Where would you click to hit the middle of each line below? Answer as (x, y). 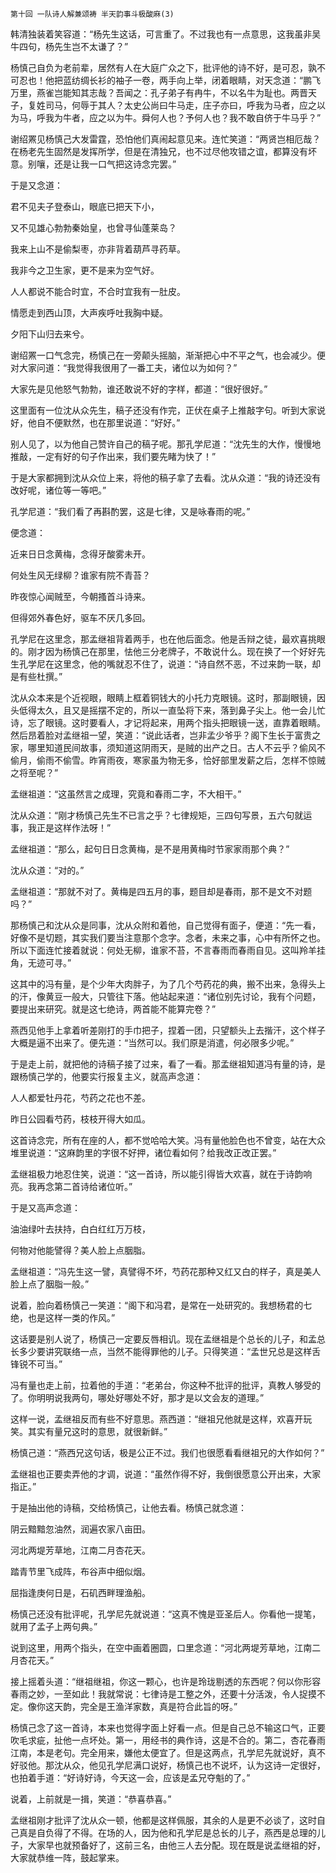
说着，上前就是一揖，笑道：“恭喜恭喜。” (91, 1799)
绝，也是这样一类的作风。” (63, 1317)
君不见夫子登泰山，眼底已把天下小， (85, 206)
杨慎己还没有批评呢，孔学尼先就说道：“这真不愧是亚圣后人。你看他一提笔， (166, 1614)
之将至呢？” (34, 772)
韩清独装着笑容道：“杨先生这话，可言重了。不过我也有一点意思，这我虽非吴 (166, 34)
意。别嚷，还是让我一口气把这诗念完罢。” (93, 164)
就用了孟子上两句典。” (54, 1626)
